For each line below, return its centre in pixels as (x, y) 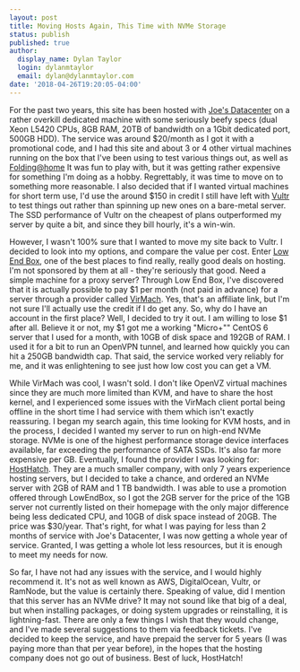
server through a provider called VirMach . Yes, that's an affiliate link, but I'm (150, 299)
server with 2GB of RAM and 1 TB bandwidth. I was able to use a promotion (148, 488)
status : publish (39, 34)
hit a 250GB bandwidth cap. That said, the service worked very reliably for (147, 356)
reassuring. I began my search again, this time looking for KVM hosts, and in (150, 421)
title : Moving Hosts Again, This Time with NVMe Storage (118, 26)
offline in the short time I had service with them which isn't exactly (132, 411)
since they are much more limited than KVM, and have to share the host (141, 392)
